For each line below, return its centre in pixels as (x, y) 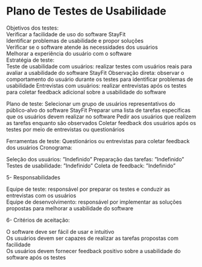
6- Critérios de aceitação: (38, 220)
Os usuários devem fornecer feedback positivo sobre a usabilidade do (93, 251)
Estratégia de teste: (30, 60)
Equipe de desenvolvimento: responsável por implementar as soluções (94, 202)
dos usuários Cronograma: (39, 147)
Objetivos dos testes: (33, 28)
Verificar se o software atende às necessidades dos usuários (82, 47)
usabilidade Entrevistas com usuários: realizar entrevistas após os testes (96, 85)
